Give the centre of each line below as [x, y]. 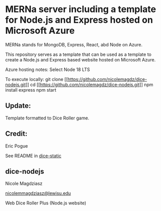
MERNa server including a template [81, 9]
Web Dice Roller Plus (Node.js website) [46, 203]
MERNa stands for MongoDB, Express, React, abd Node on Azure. [74, 44]
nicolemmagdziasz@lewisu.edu [38, 193]
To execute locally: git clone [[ [37, 79]
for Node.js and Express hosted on [79, 20]
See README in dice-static [33, 156]
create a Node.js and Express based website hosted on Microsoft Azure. [80, 59]
